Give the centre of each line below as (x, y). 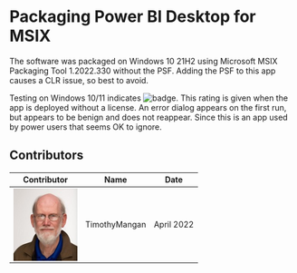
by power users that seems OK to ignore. (86, 127)
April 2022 (174, 224)
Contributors (47, 156)
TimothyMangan (115, 224)
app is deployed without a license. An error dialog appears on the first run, (148, 107)
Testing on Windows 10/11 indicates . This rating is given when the (148, 98)
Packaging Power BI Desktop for (133, 17)
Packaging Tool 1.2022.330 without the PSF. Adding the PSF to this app (143, 71)
